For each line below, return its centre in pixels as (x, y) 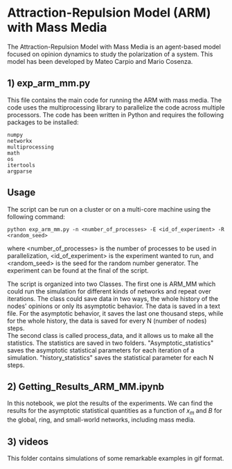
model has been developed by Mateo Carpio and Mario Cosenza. (100, 61)
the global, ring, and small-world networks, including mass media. (101, 420)
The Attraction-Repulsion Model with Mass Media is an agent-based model (114, 46)
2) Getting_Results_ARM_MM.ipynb (86, 386)
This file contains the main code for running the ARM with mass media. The (115, 100)
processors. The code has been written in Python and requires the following (116, 114)
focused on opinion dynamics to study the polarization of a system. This (110, 54)
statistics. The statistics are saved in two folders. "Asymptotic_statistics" (110, 343)
